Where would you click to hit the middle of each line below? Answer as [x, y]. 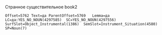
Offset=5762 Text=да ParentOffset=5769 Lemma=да [57, 16]
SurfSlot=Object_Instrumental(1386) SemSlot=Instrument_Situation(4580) [81, 24]
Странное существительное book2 [41, 7]
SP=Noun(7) [16, 28]
